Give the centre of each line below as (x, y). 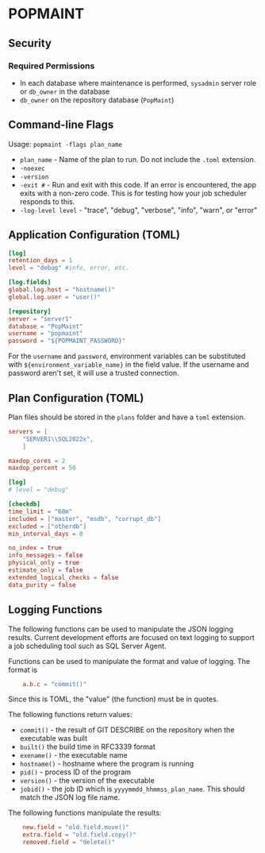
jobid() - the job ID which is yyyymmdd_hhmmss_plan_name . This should (132, 789)
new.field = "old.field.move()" (76, 828)
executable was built (54, 739)
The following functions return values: (70, 715)
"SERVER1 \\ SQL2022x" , (58, 439)
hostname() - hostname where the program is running (107, 764)
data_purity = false (42, 585)
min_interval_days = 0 (46, 534)
